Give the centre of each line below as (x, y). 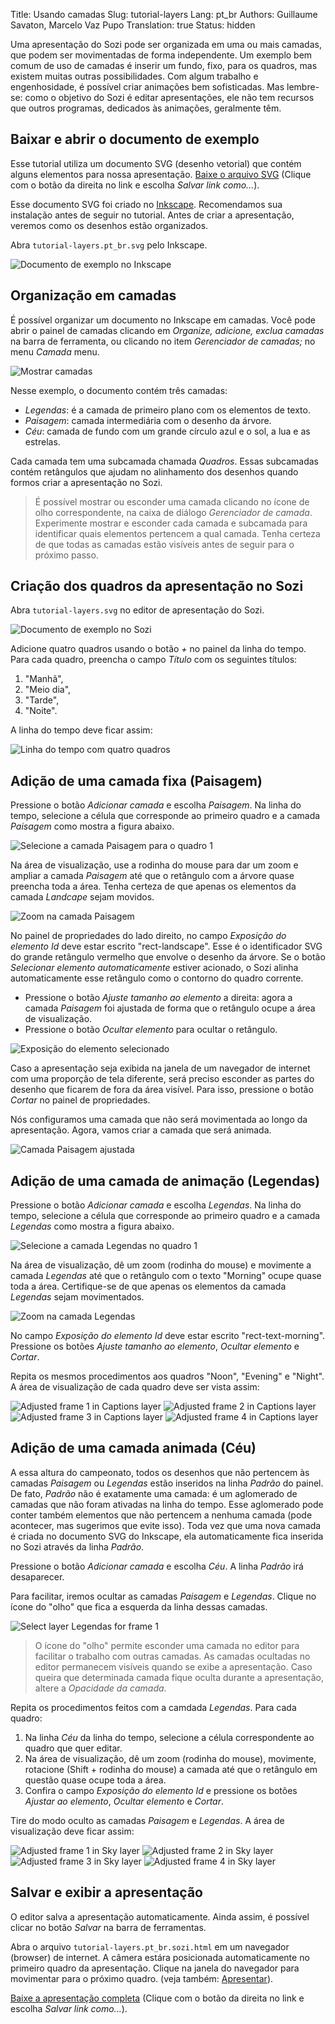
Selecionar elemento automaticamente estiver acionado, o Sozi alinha (154, 968)
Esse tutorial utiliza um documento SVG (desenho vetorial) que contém (156, 163)
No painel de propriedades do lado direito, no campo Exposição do (148, 936)
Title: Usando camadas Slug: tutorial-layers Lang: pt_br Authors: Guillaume (164, 14)
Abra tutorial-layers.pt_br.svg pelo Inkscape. (109, 245)
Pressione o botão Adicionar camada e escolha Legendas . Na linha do (156, 1205)
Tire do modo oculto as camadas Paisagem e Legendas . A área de (147, 1820)
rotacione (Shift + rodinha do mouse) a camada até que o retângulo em (171, 1769)
